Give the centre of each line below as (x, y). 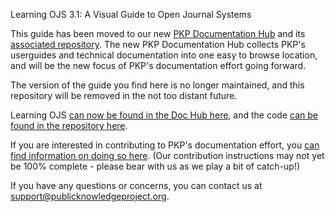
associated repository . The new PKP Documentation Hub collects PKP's (158, 44)
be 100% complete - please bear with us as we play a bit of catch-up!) (155, 166)
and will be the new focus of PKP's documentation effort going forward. (158, 65)
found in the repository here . (69, 125)
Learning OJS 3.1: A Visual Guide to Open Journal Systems (131, 14)
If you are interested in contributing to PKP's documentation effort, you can (165, 145)
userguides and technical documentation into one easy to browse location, (164, 55)
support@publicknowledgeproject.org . (90, 196)
